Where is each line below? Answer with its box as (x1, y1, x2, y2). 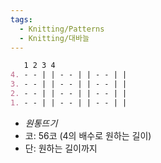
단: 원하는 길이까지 (24, 142, 98, 154)
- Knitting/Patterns (19, 24, 105, 34)
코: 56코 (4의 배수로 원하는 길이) (24, 129, 152, 141)
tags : (10, 14, 33, 25)
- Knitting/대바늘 (19, 33, 90, 43)
